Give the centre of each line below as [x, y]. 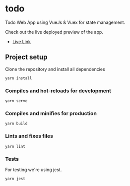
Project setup [27, 57]
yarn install [19, 78]
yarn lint [15, 146]
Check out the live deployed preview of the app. [54, 32]
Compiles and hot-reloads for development [58, 91]
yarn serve [16, 101]
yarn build [16, 124]
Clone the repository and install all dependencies [55, 69]
